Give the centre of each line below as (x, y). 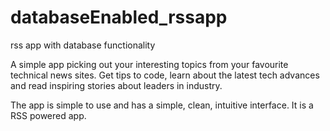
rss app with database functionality (83, 45)
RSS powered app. (48, 115)
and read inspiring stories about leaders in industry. (116, 85)
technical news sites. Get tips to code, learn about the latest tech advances (165, 75)
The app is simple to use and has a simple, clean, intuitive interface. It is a (162, 105)
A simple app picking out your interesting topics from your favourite (149, 64)
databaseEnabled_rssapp (119, 17)
